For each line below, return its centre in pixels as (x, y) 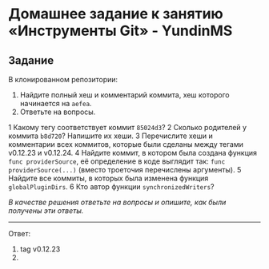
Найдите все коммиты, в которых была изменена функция (108, 178)
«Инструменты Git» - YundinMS (120, 31)
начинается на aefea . (56, 103)
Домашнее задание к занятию (116, 14)
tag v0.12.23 (40, 249)
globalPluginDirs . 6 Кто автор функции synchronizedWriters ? (111, 187)
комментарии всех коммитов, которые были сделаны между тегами (126, 144)
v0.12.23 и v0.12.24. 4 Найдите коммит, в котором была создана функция (133, 153)
